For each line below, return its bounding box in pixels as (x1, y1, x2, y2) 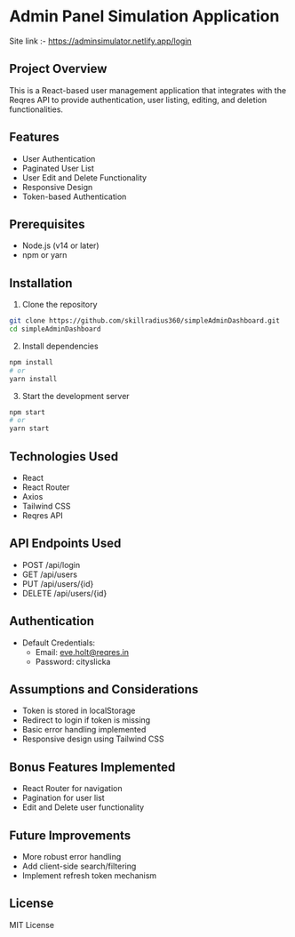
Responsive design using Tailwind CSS (21, 733, 164, 744)
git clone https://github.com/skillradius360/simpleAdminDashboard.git (9, 316, 280, 325)
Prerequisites (9, 216, 85, 232)
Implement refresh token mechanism (21, 870, 157, 881)
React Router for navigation (21, 783, 123, 794)
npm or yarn (21, 250, 68, 260)
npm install (9, 357, 53, 366)
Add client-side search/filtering (21, 861, 137, 872)
